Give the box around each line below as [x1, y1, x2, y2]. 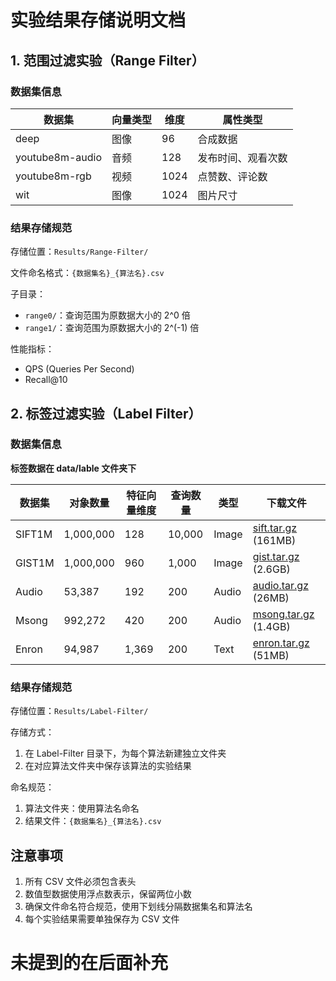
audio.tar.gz [252, 578, 309, 592]
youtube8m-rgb [15, 169, 92, 183]
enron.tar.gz [252, 636, 310, 650]
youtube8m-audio [15, 150, 103, 164]
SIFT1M [15, 527, 53, 541]
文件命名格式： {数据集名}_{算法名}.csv [10, 267, 165, 279]
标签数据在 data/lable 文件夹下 [10, 462, 137, 474]
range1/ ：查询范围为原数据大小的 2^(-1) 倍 [24, 322, 200, 334]
